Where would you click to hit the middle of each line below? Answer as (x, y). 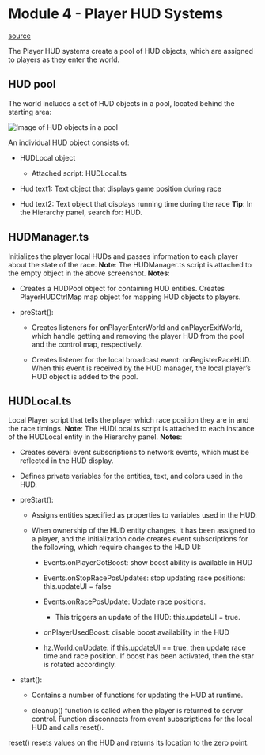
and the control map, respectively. (87, 344)
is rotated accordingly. (80, 665)
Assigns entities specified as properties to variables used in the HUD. (144, 515)
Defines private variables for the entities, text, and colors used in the (131, 476)
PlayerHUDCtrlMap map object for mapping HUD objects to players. (130, 297)
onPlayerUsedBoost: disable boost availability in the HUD (136, 632)
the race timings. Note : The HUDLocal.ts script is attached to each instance (131, 429)
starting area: (30, 112)
